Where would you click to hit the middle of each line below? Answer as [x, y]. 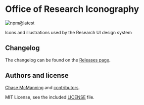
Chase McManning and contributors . [43, 87]
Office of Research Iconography [72, 9]
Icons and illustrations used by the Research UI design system [69, 32]
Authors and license [37, 76]
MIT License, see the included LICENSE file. [50, 97]
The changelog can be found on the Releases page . [58, 60]
